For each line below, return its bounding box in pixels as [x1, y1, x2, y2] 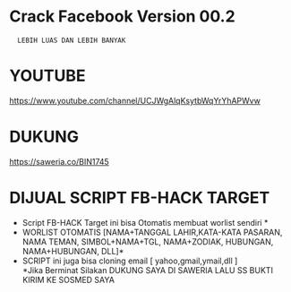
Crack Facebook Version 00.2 [9, 6, 235, 27]
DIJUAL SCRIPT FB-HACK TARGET [9, 188, 270, 208]
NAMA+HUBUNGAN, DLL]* [21, 245, 124, 256]
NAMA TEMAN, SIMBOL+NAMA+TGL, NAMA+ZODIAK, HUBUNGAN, [21, 236, 274, 247]
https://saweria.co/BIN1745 [9, 156, 109, 167]
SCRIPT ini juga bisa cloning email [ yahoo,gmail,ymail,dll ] [21, 255, 238, 266]
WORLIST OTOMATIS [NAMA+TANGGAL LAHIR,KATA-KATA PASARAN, [21, 227, 283, 237]
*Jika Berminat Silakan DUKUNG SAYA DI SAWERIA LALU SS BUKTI [21, 264, 273, 275]
